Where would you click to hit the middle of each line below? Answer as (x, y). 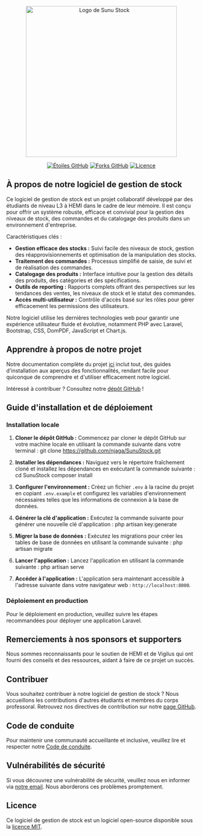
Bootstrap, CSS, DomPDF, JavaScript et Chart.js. (67, 330)
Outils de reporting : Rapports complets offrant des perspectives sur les (105, 286)
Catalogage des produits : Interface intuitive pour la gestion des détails (104, 274)
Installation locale (33, 425)
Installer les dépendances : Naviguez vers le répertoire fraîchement (100, 463)
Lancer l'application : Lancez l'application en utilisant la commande (99, 561)
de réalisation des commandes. (54, 267)
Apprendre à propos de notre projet (74, 349)
